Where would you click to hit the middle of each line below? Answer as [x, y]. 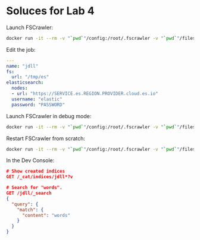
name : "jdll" [22, 66]
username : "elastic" [37, 99]
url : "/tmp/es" [30, 77]
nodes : [20, 88]
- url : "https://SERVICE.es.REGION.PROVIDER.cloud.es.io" [85, 94]
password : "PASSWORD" [38, 105]
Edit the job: [21, 49]
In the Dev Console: [30, 160]
